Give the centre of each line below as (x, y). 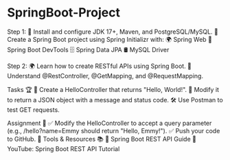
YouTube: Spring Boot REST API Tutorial (64, 148)
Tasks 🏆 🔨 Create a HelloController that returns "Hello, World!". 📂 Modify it (113, 89)
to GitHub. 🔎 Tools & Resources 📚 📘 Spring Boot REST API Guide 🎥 (102, 139)
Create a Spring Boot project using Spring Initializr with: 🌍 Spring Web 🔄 (110, 39)
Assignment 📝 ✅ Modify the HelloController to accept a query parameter (110, 123)
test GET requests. (33, 110)
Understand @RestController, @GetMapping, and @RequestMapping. (105, 76)
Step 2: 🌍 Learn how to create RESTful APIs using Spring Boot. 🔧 (100, 66)
